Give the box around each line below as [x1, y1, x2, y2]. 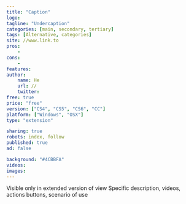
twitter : [17, 89, 40, 95]
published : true [6, 140, 48, 146]
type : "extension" [6, 117, 53, 123]
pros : [6, 43, 20, 50]
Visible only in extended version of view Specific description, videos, [6, 184, 181, 192]
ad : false [6, 145, 32, 151]
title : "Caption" [6, 9, 51, 15]
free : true [6, 94, 34, 100]
